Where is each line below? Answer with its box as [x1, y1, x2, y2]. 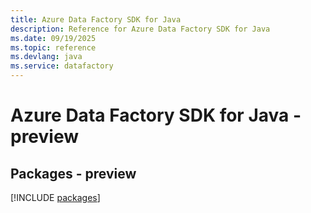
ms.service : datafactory [10, 61, 114, 71]
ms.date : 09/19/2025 [10, 33, 97, 43]
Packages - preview [10, 165, 137, 182]
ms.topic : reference [10, 42, 97, 53]
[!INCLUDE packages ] [10, 192, 101, 203]
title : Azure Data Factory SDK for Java [10, 14, 182, 25]
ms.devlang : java [10, 52, 83, 62]
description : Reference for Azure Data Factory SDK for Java [10, 24, 271, 34]
